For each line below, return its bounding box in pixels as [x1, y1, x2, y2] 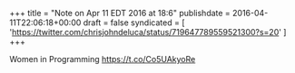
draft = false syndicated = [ [83, 17, 185, 28]
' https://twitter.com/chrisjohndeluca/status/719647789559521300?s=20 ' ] [9, 27, 287, 37]
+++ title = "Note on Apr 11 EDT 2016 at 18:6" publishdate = [9, 8, 231, 18]
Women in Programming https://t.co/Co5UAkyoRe [9, 54, 196, 64]
